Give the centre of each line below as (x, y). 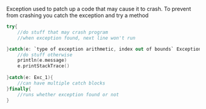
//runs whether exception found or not (68, 94)
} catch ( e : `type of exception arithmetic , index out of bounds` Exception (104, 49)
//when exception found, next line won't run (77, 38)
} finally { (19, 89)
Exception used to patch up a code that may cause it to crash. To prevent (99, 9)
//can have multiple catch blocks (61, 83)
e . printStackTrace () (44, 66)
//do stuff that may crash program (63, 32)
